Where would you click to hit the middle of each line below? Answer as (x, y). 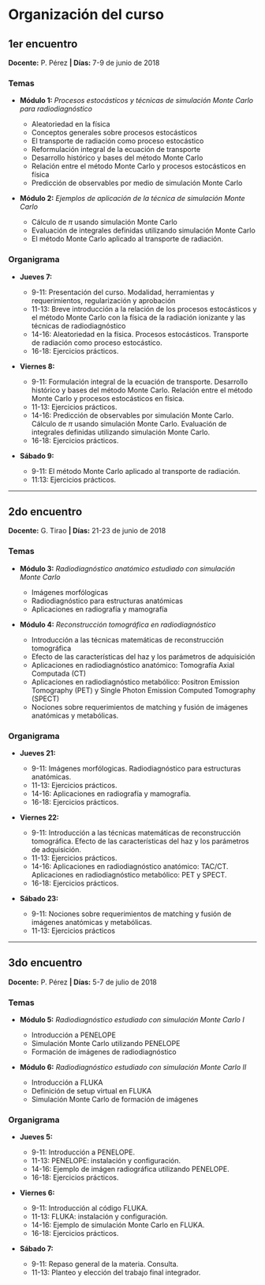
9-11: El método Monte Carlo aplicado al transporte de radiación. (136, 471)
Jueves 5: (36, 1137)
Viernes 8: (37, 366)
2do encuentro (45, 512)
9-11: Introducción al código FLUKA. (90, 1208)
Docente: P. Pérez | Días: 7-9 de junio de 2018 (84, 63)
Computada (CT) (59, 673)
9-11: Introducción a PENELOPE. (83, 1152)
